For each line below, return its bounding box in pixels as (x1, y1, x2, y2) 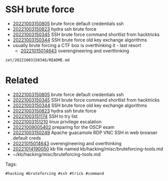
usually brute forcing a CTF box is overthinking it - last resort (12, 42, 141, 48)
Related (5, 75, 38, 86)
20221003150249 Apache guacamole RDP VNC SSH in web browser (12, 129, 158, 135)
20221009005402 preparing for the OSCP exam (12, 124, 115, 130)
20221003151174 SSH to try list (12, 113, 78, 119)
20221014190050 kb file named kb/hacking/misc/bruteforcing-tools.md (12, 146, 163, 152)
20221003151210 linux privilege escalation (12, 119, 102, 125)
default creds (12, 134, 41, 141)
